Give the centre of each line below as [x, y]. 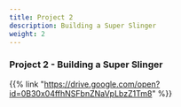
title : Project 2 [41, 17]
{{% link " [27, 84]
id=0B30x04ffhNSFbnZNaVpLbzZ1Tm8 [81, 93]
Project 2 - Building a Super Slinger [86, 65]
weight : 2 [28, 34]
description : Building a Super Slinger [83, 26]
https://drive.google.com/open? [102, 84]
